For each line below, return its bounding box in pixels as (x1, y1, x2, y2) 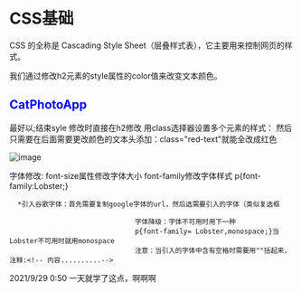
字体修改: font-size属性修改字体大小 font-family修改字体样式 (9, 170, 233, 181)
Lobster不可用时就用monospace (9, 236, 115, 245)
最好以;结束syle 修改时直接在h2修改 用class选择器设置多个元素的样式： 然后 (9, 122, 292, 133)
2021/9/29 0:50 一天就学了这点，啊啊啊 (9, 272, 156, 283)
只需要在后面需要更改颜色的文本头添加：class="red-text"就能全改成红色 (9, 133, 277, 145)
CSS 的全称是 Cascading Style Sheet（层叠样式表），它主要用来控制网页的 (9, 40, 285, 51)
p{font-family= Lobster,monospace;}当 (134, 227, 280, 236)
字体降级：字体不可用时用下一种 (134, 217, 237, 226)
